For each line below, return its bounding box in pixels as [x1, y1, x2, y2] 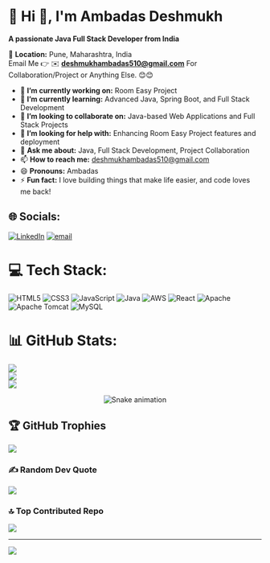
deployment [19, 137, 60, 146]
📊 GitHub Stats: [8, 331, 118, 349]
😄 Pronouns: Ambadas [19, 166, 99, 175]
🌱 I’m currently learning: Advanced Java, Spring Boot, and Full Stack [19, 94, 251, 104]
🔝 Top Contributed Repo [8, 505, 104, 516]
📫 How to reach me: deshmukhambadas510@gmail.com [19, 154, 210, 164]
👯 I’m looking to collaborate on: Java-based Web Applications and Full [19, 111, 256, 121]
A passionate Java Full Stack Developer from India [8, 34, 179, 43]
